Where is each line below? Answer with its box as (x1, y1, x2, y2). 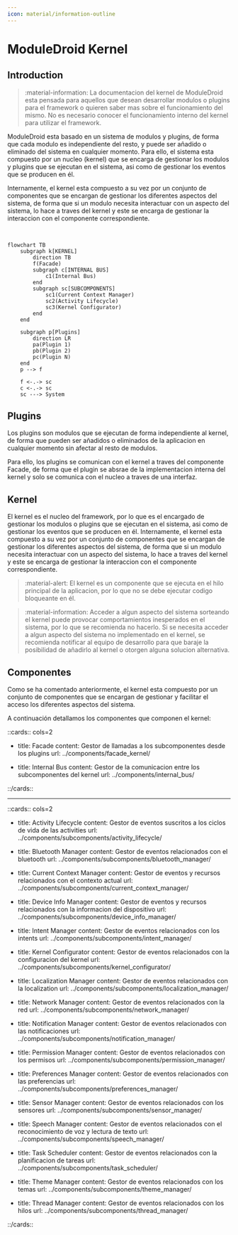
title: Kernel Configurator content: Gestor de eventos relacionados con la (17, 948, 230, 956)
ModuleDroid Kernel (7, 41, 128, 57)
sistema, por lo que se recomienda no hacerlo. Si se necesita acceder (24, 623, 229, 631)
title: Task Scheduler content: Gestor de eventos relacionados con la (17, 1149, 217, 1158)
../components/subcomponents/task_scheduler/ (17, 1164, 158, 1172)
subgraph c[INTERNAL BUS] (33, 266, 110, 274)
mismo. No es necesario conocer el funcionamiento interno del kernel (24, 111, 229, 119)
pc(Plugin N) (33, 353, 72, 360)
